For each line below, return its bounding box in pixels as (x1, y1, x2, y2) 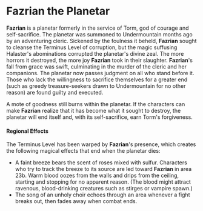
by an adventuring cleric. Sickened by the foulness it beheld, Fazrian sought (6, 37, 197, 44)
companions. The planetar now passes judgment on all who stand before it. (6, 69, 195, 76)
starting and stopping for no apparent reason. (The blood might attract (15, 178, 191, 186)
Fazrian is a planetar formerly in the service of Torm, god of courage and (6, 24, 189, 32)
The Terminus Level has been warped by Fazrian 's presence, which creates (6, 141, 196, 148)
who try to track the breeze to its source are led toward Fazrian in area (15, 166, 192, 173)
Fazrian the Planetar (6, 4, 110, 18)
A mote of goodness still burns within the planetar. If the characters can (6, 100, 185, 107)
